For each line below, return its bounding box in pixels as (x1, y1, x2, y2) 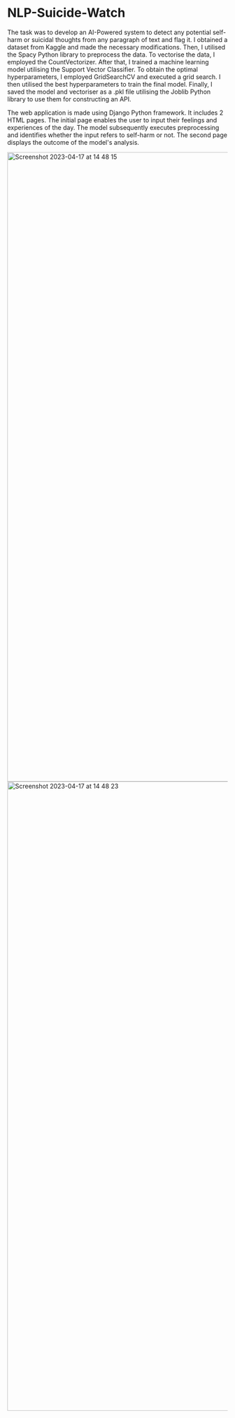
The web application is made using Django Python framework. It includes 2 (7, 108, 224, 117)
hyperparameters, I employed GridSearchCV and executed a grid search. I (7, 72, 221, 81)
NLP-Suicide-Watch (7, 5, 126, 21)
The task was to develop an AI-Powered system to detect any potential (7, 28, 211, 36)
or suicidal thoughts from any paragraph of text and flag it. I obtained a (23, 35, 228, 43)
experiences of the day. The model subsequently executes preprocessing (7, 123, 220, 131)
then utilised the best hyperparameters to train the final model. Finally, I (7, 80, 213, 88)
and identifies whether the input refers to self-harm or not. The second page (7, 131, 227, 139)
